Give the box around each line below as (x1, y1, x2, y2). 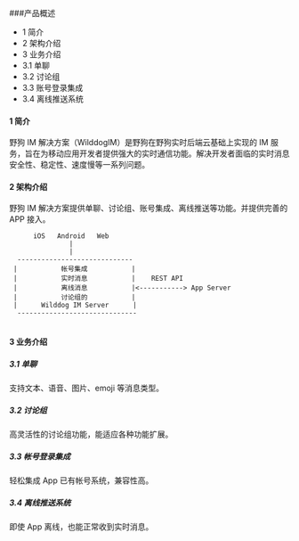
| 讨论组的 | (12, 293, 136, 302)
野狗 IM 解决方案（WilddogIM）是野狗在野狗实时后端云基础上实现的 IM (9, 137, 269, 148)
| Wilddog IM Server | (12, 301, 138, 310)
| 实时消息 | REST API (12, 275, 184, 283)
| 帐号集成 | (12, 265, 136, 274)
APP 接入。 (9, 214, 51, 225)
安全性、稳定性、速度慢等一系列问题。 (9, 160, 149, 170)
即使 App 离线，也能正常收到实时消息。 (9, 521, 154, 532)
